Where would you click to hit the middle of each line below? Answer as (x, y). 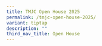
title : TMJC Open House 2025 (43, 12)
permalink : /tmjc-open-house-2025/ (51, 17)
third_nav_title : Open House (43, 34)
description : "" (27, 28)
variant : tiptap (27, 23)
